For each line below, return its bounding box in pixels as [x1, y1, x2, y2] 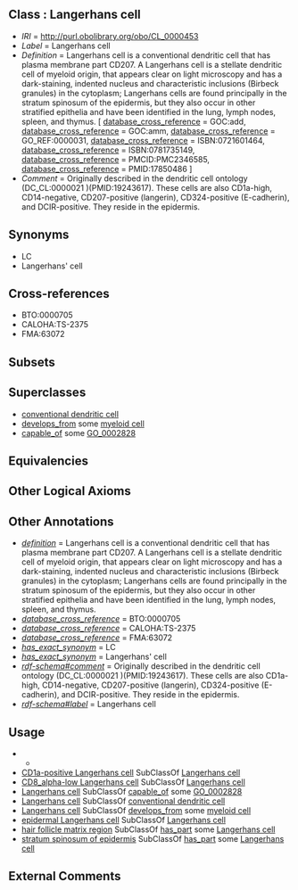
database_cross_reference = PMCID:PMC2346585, [21, 153, 211, 164]
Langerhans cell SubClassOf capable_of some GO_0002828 [21, 787, 243, 797]
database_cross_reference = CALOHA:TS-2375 [21, 623, 196, 634]
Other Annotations [8, 514, 114, 529]
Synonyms [8, 227, 70, 243]
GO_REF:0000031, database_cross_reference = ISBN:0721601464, [21, 135, 265, 145]
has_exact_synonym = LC [21, 642, 117, 653]
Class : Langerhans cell [8, 7, 142, 22]
